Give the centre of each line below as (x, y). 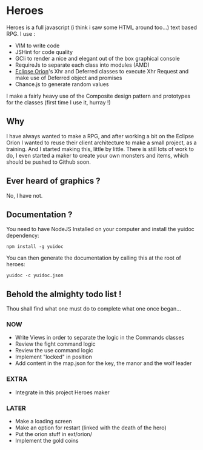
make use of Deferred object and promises (68, 78)
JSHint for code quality (44, 52)
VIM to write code (37, 45)
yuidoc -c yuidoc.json (35, 276)
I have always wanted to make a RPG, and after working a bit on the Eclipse (100, 136)
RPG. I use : (21, 33)
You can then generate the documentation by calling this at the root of (94, 258)
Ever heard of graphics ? (54, 181)
